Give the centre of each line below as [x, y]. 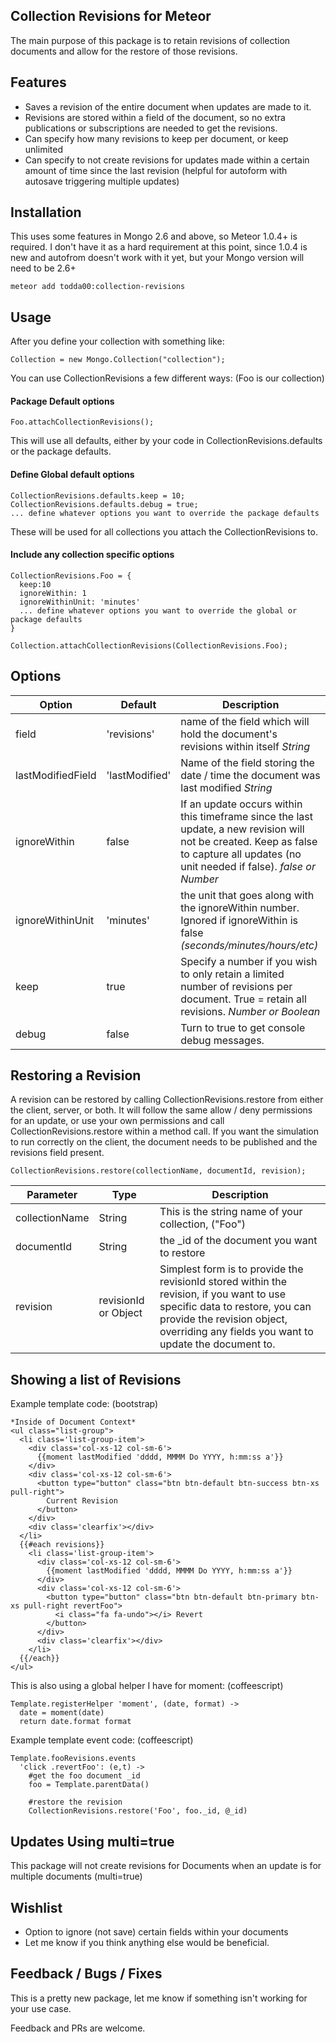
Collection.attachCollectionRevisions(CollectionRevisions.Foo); [149, 645]
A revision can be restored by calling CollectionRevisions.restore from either [167, 1100]
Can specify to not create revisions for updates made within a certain [167, 160]
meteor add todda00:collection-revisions [98, 287]
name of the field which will [245, 721]
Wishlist [36, 1907]
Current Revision [82, 1501]
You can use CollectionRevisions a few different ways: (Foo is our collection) [167, 378]
